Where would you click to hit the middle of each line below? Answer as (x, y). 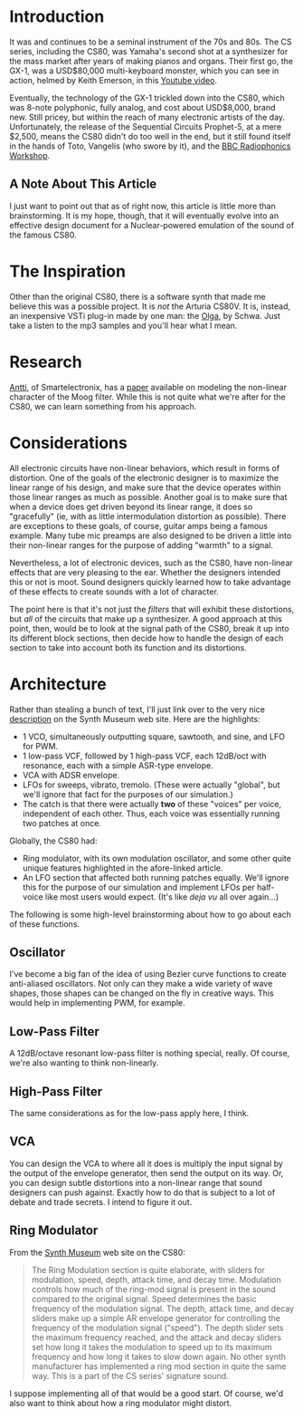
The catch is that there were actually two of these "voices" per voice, (152, 804)
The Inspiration (68, 271)
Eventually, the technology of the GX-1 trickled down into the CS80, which (147, 98)
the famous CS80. (43, 235)
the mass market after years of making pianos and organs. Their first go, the (151, 61)
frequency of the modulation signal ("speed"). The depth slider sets (157, 1327)
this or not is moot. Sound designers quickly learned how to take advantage (150, 582)
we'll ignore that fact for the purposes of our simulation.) (128, 794)
